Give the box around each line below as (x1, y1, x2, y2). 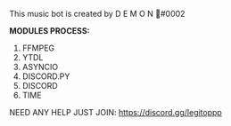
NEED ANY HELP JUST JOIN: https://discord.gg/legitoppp (9, 107, 223, 117)
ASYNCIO (21, 62, 59, 72)
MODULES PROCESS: (9, 26, 91, 35)
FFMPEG (21, 43, 55, 53)
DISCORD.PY (21, 71, 70, 82)
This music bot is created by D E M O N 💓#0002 (9, 9, 186, 19)
